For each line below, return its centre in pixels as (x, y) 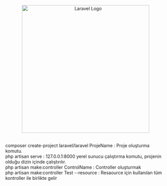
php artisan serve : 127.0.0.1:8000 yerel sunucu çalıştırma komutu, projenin (83, 156)
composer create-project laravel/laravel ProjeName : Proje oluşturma (77, 145)
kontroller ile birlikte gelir (31, 178)
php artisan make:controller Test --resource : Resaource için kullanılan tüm (83, 173)
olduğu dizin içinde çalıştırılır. (36, 162)
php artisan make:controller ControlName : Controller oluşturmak (73, 167)
